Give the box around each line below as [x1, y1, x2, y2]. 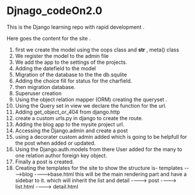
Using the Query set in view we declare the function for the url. [15, 102, 167, 109]
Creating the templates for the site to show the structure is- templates [15, 164, 183, 171]
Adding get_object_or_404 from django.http [15, 108, 120, 115]
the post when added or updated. [15, 139, 96, 146]
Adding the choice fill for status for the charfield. [15, 77, 133, 84]
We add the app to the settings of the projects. [15, 59, 127, 66]
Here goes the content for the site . [6, 35, 91, 42]
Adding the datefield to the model [15, 64, 96, 71]
